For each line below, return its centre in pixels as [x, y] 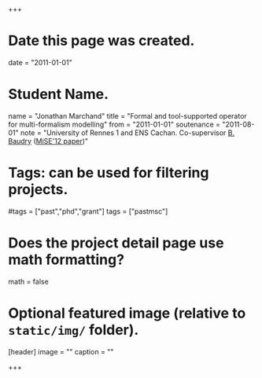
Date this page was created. [101, 41]
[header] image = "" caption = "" [61, 351]
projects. [38, 190]
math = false [28, 281]
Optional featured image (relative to [127, 313]
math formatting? [66, 259]
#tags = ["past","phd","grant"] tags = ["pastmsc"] [88, 211]
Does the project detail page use [116, 243]
